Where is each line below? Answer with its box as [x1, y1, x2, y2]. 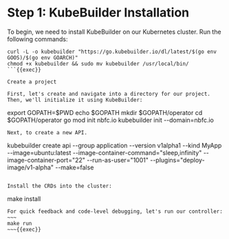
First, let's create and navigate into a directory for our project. [7, 90, 211, 97]
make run [7, 220, 32, 227]
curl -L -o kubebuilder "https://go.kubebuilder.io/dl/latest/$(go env [7, 48, 217, 55]
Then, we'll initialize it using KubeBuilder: [7, 96, 143, 103]
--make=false [54, 163, 94, 172]
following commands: [7, 34, 68, 43]
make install [7, 194, 41, 202]
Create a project [7, 78, 57, 85]
